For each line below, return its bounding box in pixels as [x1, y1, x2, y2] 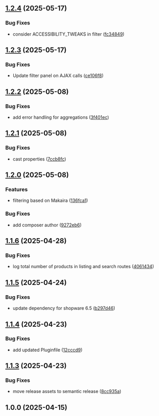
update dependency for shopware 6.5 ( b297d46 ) [12, 305, 116, 311]
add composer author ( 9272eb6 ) [12, 222, 82, 228]
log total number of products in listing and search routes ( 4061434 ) [12, 264, 154, 270]
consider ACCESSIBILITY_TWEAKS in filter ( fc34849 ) [12, 31, 125, 37]
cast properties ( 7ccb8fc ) [12, 155, 66, 162]
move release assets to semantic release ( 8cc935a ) [12, 388, 121, 395]
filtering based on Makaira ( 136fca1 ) [12, 197, 88, 203]
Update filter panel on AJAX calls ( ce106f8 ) [12, 72, 104, 79]
